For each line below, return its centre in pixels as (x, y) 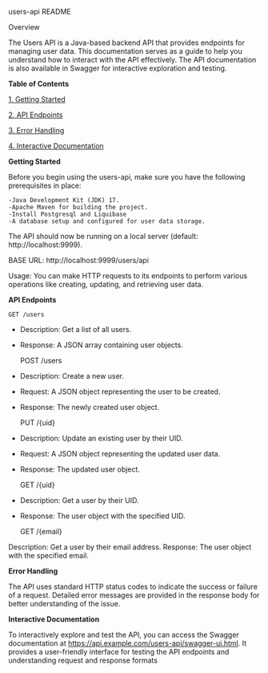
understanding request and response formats (83, 660)
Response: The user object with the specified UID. (102, 516)
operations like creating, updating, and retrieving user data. (106, 284)
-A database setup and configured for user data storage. (107, 221)
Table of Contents (39, 84)
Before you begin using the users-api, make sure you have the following (127, 177)
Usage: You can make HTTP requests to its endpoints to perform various (128, 276)
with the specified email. (49, 555)
